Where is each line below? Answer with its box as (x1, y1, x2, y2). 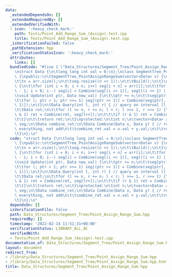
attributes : (10, 55, 36, 60)
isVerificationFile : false (10, 207, 68, 212)
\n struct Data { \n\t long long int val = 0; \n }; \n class (14, 70, 134, 75)
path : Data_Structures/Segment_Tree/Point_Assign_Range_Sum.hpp (10, 212, 150, 217)
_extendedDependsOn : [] (10, 12, 60, 17)
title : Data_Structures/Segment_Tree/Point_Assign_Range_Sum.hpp (5, 264, 147, 269)
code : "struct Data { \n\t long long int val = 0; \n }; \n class (10, 136, 141, 141)
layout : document (5, 245, 42, 250)
